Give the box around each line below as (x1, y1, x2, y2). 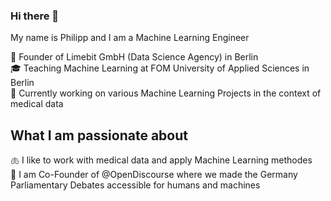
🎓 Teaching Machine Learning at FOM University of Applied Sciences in (10, 62, 310, 74)
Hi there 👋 (10, 9, 60, 23)
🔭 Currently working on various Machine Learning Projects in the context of (10, 87, 322, 99)
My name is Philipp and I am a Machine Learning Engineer (10, 32, 250, 44)
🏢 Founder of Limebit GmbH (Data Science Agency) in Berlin (10, 51, 259, 63)
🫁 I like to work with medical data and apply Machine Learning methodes (10, 154, 313, 166)
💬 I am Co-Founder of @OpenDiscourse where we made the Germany (10, 169, 298, 181)
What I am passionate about (10, 127, 188, 144)
